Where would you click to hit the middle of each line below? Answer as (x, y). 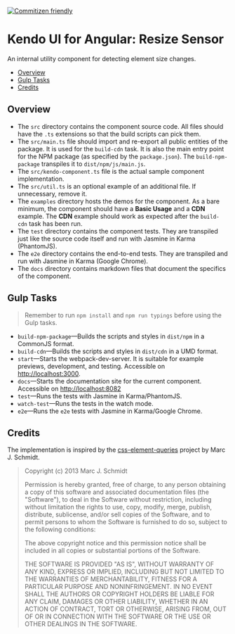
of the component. (44, 276)
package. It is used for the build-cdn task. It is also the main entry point (121, 148)
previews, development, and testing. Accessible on (91, 366)
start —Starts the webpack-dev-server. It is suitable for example (110, 358)
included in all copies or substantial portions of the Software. (112, 551)
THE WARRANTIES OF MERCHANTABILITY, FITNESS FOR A (111, 579)
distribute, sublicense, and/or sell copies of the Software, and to (117, 514)
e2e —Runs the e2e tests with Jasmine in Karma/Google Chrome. (110, 411)
